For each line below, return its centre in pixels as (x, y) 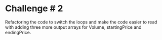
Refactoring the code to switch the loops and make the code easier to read (81, 22)
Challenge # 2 (34, 9)
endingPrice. (18, 32)
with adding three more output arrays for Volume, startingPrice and (73, 27)
